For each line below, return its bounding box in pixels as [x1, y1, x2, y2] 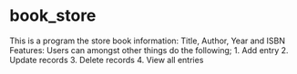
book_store [9, 5, 97, 26]
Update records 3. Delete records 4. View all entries [9, 54, 204, 65]
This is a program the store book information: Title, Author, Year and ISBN [9, 35, 285, 46]
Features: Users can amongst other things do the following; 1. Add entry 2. [9, 44, 289, 55]
